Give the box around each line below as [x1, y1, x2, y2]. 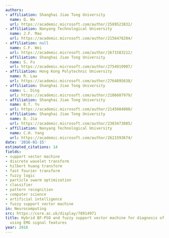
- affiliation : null [5, 41, 49, 46]
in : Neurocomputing [5, 206, 47, 211]
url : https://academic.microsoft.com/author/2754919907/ [10, 64, 133, 69]
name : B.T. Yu [10, 102, 40, 107]
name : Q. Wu [10, 17, 36, 22]
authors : [5, 7, 24, 13]
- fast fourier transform [5, 168, 60, 173]
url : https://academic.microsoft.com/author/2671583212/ [10, 50, 133, 55]
